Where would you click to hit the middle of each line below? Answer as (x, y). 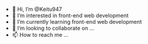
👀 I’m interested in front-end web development (70, 15)
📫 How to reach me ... (40, 35)
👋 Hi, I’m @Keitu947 (37, 9)
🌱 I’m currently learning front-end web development (77, 22)
